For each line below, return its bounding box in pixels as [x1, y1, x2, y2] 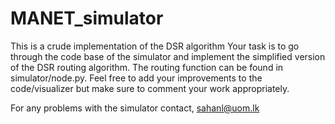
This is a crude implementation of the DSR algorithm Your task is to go [10, 40, 300, 52]
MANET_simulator [10, 7, 164, 30]
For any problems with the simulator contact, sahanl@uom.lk [10, 102, 260, 114]
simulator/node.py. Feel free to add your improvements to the [10, 72, 263, 84]
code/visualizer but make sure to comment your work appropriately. [10, 82, 290, 94]
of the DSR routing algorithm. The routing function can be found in [10, 61, 284, 73]
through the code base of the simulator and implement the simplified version [10, 50, 326, 62]
